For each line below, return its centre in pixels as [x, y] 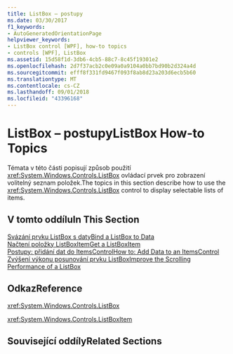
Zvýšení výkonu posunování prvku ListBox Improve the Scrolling [99, 259]
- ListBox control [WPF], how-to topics [67, 46]
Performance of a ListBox [44, 266]
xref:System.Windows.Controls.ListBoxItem [70, 319]
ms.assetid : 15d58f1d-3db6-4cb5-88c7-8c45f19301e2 [83, 60]
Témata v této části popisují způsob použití [69, 168]
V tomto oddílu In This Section [73, 219]
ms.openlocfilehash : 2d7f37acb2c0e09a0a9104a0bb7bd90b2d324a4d [102, 66]
